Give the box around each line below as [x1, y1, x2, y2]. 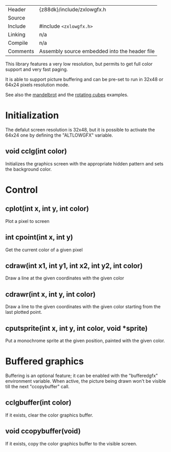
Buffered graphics [5, 355, 84, 367]
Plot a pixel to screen [5, 218, 50, 224]
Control [5, 184, 38, 196]
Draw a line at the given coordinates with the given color [5, 275, 124, 281]
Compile [8, 40, 28, 46]
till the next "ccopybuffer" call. [5, 383, 70, 389]
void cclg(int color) [5, 147, 68, 156]
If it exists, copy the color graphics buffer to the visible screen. [5, 440, 137, 446]
